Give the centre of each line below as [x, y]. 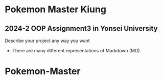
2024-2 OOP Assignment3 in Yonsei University [81, 28]
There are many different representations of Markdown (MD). [77, 51]
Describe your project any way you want [47, 41]
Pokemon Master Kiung [56, 9]
